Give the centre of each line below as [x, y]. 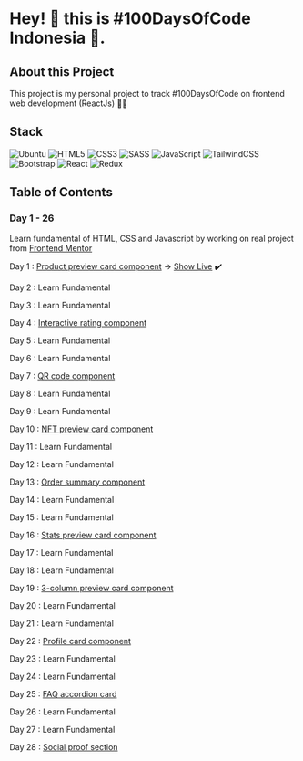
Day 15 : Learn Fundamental [61, 517]
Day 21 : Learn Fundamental [61, 623]
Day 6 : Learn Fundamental [60, 358]
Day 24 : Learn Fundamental [62, 676]
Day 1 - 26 [32, 218]
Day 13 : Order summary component [77, 482]
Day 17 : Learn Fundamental [61, 552]
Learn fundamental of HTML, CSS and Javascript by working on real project [151, 238]
